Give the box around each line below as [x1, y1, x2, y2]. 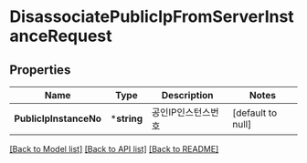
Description [161, 89, 214, 101]
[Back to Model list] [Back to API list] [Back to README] [9, 144, 219, 154]
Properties [9, 62, 71, 77]
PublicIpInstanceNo [14, 112, 102, 125]
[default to [232, 107, 278, 119]
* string [110, 112, 143, 125]
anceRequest [9, 25, 112, 46]
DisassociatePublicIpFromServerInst [9, 6, 294, 27]
